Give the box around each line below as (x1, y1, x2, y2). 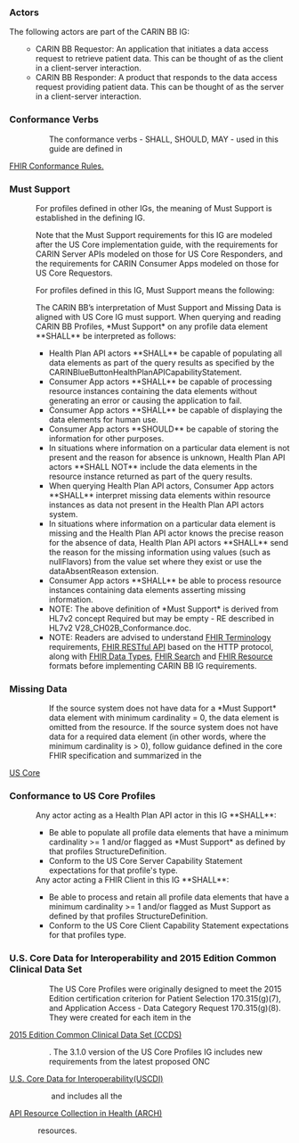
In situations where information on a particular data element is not (48, 442, 290, 453)
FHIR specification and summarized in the (48, 751, 202, 761)
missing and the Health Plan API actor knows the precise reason (48, 528, 284, 539)
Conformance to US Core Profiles (9, 790, 156, 802)
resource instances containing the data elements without (48, 385, 258, 396)
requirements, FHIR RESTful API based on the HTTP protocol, (48, 641, 274, 652)
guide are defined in (48, 143, 123, 153)
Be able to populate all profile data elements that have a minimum (48, 827, 289, 838)
